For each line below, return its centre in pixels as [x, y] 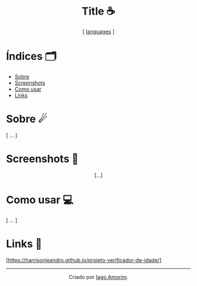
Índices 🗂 [31, 57]
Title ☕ [98, 11]
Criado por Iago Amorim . [98, 277]
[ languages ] [98, 31]
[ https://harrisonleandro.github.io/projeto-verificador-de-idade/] [84, 260]
